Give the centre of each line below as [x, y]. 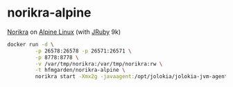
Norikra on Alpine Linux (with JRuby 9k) [64, 32]
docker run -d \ [31, 44]
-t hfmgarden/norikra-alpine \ [80, 70]
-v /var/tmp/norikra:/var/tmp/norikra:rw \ [99, 64]
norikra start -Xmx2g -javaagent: [85, 77]
